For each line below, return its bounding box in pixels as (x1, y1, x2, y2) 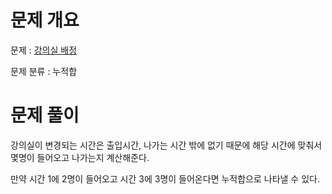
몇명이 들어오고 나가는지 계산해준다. (10, 151, 150, 163)
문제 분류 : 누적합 (10, 65, 78, 77)
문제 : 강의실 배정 (10, 44, 78, 56)
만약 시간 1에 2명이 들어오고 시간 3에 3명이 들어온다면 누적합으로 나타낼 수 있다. (10, 172, 320, 185)
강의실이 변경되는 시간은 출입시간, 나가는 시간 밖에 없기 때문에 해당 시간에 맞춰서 (10, 139, 323, 151)
